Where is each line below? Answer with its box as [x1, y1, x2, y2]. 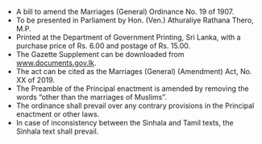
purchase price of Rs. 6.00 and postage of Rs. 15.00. [15, 41, 191, 51]
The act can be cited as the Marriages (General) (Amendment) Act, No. [15, 67, 252, 76]
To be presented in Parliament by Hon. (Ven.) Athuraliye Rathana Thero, [15, 15, 254, 25]
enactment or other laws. [15, 109, 100, 119]
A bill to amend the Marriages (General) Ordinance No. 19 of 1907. [15, 7, 235, 16]
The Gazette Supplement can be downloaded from [15, 50, 185, 59]
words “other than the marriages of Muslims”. [15, 93, 167, 101]
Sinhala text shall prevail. [15, 126, 99, 136]
